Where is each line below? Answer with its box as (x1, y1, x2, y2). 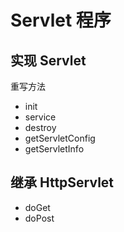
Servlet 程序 (10, 9, 112, 32)
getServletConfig (24, 132, 96, 144)
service (24, 111, 57, 123)
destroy (24, 122, 57, 133)
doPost (24, 212, 55, 224)
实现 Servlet (10, 52, 87, 69)
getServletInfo (24, 143, 85, 155)
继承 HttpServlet (10, 174, 115, 191)
